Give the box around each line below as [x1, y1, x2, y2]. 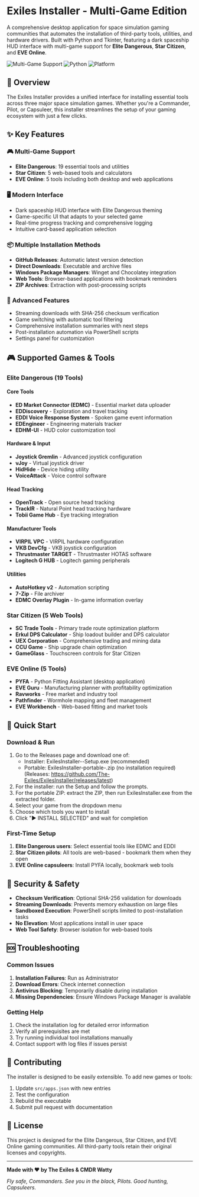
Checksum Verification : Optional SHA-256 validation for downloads [15, 894, 182, 901]
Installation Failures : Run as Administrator [15, 974, 119, 981]
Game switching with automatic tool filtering [15, 316, 123, 323]
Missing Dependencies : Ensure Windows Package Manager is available [15, 993, 191, 1000]
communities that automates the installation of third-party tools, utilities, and [6, 30, 193, 37]
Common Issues [6, 961, 55, 969]
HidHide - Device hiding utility [15, 466, 89, 473]
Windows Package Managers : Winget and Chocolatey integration [15, 269, 177, 276]
